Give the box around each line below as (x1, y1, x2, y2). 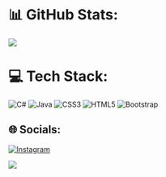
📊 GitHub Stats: (8, 6, 119, 24)
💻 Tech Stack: (8, 67, 109, 86)
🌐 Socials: (8, 123, 62, 137)
